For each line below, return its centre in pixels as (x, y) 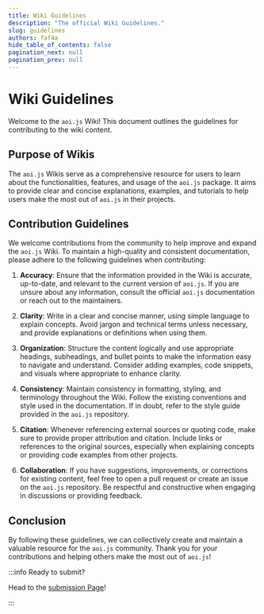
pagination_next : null (46, 52)
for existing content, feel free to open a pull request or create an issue (134, 479)
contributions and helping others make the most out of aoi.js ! (110, 557)
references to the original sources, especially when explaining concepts (137, 446)
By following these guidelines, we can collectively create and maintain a (126, 540)
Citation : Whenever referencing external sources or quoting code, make (138, 430)
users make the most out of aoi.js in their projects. (92, 199)
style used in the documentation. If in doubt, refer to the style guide (130, 406)
